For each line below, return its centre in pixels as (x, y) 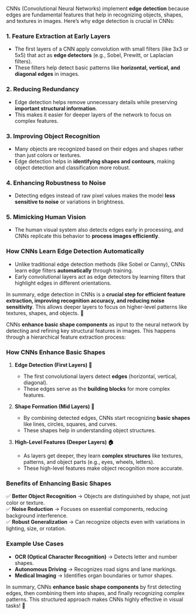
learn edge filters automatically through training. (74, 270)
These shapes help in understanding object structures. (89, 430)
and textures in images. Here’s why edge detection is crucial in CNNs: (90, 21)
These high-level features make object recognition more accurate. (103, 468)
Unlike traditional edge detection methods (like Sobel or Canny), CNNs (100, 264)
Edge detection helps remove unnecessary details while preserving (96, 102)
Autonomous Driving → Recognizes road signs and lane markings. (96, 569)
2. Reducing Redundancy (43, 89)
